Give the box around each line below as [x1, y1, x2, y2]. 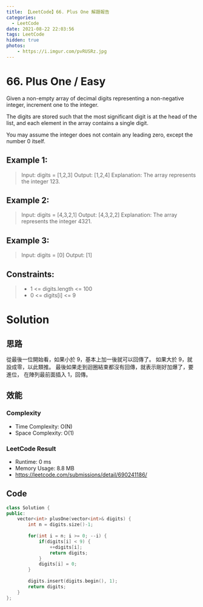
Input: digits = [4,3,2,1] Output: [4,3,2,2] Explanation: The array [21, 211, 178, 219]
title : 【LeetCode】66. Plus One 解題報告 [6, 8, 110, 15]
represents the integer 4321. [21, 218, 92, 225]
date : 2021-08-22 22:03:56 [6, 25, 75, 32]
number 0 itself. [6, 137, 45, 144]
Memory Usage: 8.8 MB [15, 464, 75, 472]
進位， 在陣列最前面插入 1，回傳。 [6, 371, 92, 378]
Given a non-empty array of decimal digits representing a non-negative [6, 95, 184, 102]
